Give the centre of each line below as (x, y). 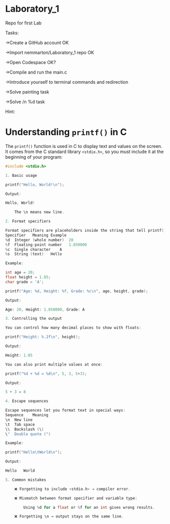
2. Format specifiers (28, 222)
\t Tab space (20, 424)
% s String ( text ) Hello (34, 254)
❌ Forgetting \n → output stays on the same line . (69, 516)
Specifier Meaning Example (36, 235)
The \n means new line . (39, 212)
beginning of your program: (34, 157)
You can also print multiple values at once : (54, 364)
